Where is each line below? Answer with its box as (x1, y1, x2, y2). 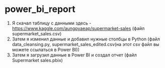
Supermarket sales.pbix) (12, 57, 63, 63)
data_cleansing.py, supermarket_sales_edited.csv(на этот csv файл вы (12, 41, 159, 47)
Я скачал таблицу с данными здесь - (12, 20, 92, 26)
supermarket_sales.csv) (12, 30, 62, 36)
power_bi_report (5, 3, 76, 15)
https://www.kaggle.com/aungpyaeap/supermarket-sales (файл (12, 25, 145, 31)
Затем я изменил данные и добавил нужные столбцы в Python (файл (12, 36, 160, 42)
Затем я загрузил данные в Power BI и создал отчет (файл (12, 51, 137, 58)
